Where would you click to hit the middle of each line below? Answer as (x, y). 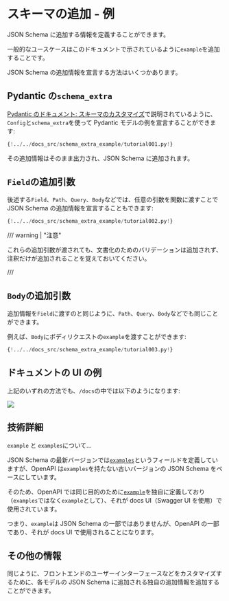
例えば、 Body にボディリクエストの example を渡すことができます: (97, 337)
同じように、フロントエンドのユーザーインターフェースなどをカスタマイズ (112, 573)
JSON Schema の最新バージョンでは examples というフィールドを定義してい (112, 460)
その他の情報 (34, 556)
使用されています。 (34, 509)
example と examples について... (49, 445)
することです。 (28, 57)
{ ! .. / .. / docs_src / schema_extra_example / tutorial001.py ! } (90, 144)
